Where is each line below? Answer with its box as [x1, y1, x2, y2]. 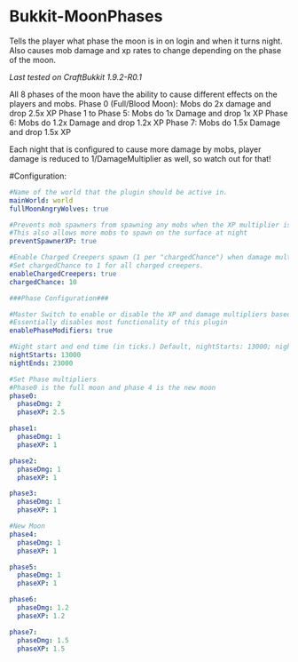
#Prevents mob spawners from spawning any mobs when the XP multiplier [9, 220, 279, 229]
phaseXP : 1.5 [17, 644, 66, 653]
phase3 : [9, 489, 38, 498]
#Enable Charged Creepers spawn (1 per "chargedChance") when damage [9, 253, 272, 262]
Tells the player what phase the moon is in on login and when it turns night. [9, 36, 283, 46]
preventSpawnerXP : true [9, 237, 98, 246]
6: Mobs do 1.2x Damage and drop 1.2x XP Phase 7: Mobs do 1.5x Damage [9, 117, 281, 128]
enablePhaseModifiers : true [9, 326, 114, 335]
